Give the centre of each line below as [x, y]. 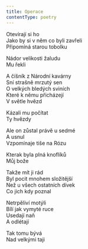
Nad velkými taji [26, 239]
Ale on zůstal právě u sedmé [41, 130]
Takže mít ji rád [25, 172]
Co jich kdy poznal [29, 191]
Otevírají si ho [23, 34]
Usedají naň [21, 215]
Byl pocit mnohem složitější [39, 178]
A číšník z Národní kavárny [39, 76]
